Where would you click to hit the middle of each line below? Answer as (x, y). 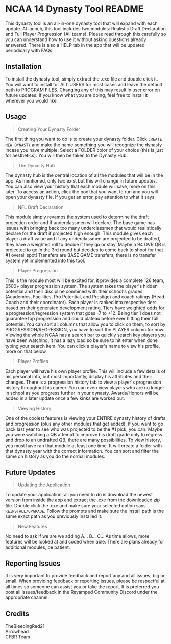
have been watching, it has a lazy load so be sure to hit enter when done (82, 340)
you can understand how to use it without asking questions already (76, 39)
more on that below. (26, 351)
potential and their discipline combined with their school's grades (74, 291)
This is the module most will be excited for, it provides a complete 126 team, (85, 280)
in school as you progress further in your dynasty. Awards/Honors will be (82, 393)
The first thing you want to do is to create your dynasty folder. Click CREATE (84, 139)
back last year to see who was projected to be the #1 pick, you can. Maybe (84, 429)
